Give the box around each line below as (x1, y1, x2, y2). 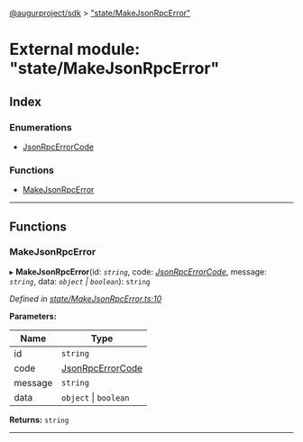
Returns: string (9, 414, 69, 425)
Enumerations (9, 121, 72, 133)
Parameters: (9, 311, 57, 321)
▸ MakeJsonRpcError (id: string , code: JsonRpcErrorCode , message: (9, 266, 268, 277)
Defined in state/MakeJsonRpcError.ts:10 (9, 293, 162, 304)
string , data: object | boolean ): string (9, 275, 151, 286)
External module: (9, 40, 141, 59)
